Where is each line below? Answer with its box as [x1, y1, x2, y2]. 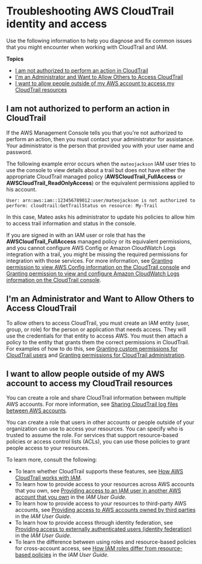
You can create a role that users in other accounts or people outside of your [6, 418, 195, 426]
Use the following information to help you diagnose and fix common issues [6, 37, 192, 44]
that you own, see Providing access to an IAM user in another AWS [14, 487, 181, 495]
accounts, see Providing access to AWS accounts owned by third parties [14, 506, 196, 514]
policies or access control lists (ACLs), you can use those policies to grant [6, 438, 190, 445]
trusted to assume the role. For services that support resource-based [6, 432, 178, 439]
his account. [6, 185, 37, 193]
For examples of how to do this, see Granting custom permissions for [6, 345, 178, 352]
